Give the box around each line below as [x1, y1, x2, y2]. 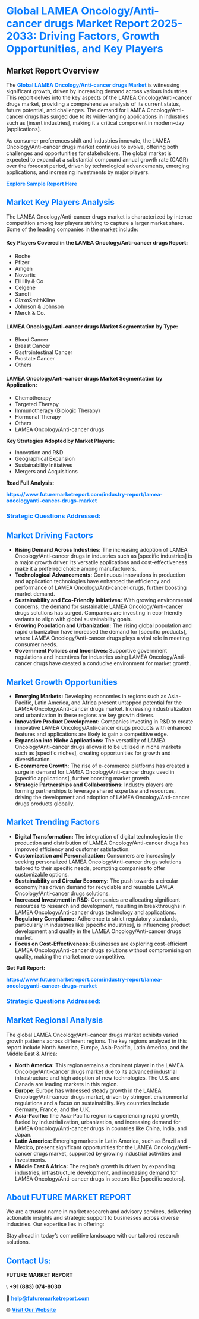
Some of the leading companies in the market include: [6, 226, 138, 233]
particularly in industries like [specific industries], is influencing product [14, 921, 191, 928]
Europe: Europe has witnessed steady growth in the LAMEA [14, 1087, 162, 1094]
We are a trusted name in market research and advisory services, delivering [6, 1208, 192, 1215]
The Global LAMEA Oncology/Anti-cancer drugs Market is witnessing [6, 81, 180, 88]
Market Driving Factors [6, 530, 93, 540]
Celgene [14, 284, 36, 292]
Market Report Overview [6, 65, 99, 75]
